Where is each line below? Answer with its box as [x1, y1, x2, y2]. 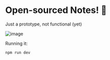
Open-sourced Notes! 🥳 [5, 4, 107, 16]
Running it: [5, 40, 28, 46]
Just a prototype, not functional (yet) [5, 21, 82, 27]
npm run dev [5, 50, 30, 55]
